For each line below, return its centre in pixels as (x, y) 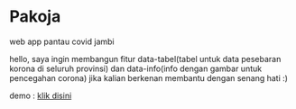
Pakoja (35, 17)
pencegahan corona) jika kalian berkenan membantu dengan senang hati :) (149, 77)
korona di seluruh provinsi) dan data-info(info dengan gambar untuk (136, 68)
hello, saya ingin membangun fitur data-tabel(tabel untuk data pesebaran (145, 59)
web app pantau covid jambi (62, 41)
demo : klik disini (41, 95)
